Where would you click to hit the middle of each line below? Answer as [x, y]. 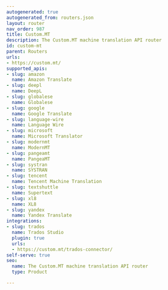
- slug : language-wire [35, 119]
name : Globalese [32, 102]
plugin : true [28, 238]
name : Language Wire [38, 125]
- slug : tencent [27, 176]
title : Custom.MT [28, 35]
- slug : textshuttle [33, 187]
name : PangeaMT [31, 159]
